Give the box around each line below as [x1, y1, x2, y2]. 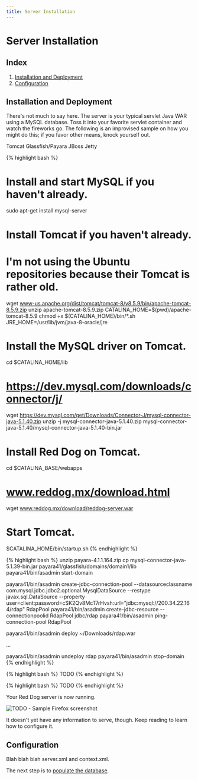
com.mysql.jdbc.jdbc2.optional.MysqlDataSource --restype [6, 587, 151, 594]
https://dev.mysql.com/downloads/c [6, 379, 191, 393]
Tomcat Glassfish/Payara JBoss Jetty [6, 143, 98, 150]
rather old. [6, 280, 59, 294]
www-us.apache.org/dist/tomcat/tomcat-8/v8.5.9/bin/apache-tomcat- [20, 299, 191, 307]
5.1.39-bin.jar [6, 563, 38, 570]
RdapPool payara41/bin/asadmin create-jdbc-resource [26, 606, 159, 613]
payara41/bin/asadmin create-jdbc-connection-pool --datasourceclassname [6, 581, 193, 588]
